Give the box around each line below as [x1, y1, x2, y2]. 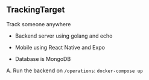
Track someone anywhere [6, 20, 71, 27]
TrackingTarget [6, 5, 65, 15]
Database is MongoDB [14, 55, 71, 62]
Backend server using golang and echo [14, 32, 113, 39]
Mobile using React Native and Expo [14, 44, 106, 51]
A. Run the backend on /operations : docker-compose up [6, 67, 144, 74]
